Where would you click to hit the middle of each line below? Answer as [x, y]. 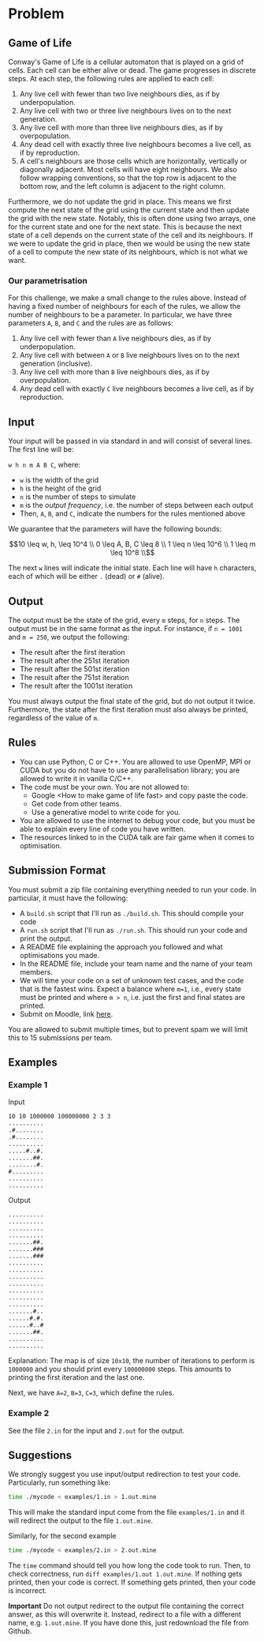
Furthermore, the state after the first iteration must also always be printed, [128, 709]
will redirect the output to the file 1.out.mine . [81, 1520]
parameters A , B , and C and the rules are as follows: [91, 323]
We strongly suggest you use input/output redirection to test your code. [125, 1475]
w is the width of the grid [59, 480]
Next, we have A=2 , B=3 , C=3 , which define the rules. [91, 1393]
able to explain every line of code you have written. [102, 829]
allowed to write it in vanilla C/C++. [76, 778]
